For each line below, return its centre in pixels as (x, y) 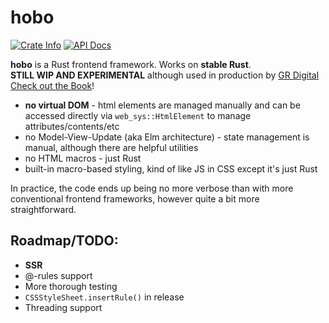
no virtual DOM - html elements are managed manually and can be (162, 105)
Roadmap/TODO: (64, 241)
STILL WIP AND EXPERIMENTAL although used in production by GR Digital (165, 75)
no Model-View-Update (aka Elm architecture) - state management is (167, 137)
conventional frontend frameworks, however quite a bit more (135, 198)
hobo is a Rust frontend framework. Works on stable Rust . (131, 64)
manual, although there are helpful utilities (111, 147)
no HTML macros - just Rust (83, 158)
